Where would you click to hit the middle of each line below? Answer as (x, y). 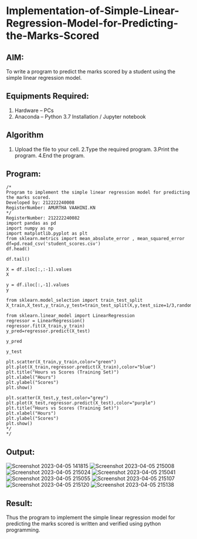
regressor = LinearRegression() (45, 321)
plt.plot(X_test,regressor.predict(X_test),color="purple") (81, 403)
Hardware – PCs (34, 110)
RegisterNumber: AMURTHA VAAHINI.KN (51, 208)
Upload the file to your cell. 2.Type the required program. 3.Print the (96, 149)
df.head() (18, 249)
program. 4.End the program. (50, 155)
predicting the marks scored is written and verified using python (84, 524)
